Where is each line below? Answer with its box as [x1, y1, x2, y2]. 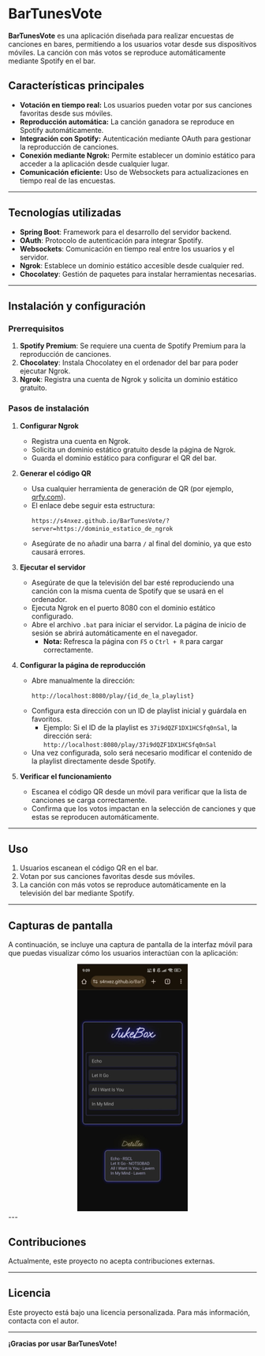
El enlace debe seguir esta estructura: [31, 500, 155, 510]
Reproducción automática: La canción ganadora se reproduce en [19, 116, 235, 127]
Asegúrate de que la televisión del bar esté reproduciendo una [31, 578, 234, 587]
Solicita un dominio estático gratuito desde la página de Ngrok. [31, 445, 237, 454]
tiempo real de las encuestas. [19, 176, 116, 185]
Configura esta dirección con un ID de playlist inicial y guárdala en [31, 706, 247, 715]
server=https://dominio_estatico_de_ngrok [31, 525, 174, 532]
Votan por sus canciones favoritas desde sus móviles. [19, 872, 196, 881]
